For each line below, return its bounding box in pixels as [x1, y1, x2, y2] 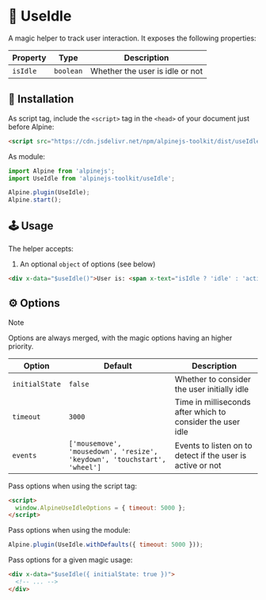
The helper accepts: [8, 243, 74, 253]
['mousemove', [68, 439, 122, 448]
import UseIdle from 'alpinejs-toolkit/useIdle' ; [8, 174, 176, 182]
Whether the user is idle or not [89, 65, 203, 76]
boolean [54, 67, 83, 75]
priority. [8, 341, 34, 351]
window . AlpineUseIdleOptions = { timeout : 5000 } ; [15, 503, 186, 512]
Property [12, 52, 47, 63]
